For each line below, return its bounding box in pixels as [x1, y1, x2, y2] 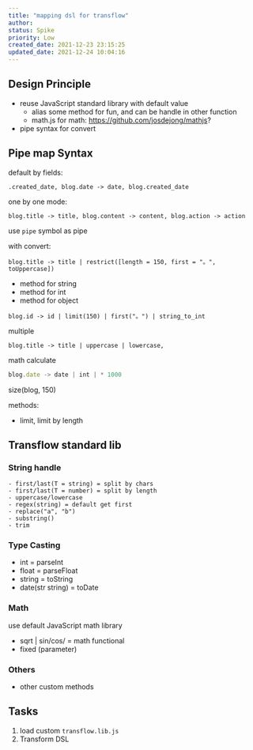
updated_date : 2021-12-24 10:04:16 [8, 48, 126, 56]
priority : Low [8, 33, 55, 42]
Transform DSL [19, 734, 70, 744]
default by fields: [8, 168, 63, 177]
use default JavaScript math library [8, 620, 123, 630]
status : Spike [8, 26, 55, 34]
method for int [19, 287, 66, 296]
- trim [8, 522, 30, 530]
